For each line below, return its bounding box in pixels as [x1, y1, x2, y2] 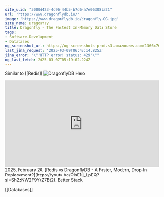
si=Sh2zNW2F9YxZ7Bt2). [5, 177, 57, 183]
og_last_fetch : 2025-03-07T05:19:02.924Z [5, 57, 91, 62]
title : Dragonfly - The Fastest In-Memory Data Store [5, 25, 117, 30]
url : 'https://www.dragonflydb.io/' [5, 12, 80, 17]
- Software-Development [5, 35, 54, 40]
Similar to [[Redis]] [5, 70, 43, 76]
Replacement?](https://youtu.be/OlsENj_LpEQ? [5, 172, 99, 177]
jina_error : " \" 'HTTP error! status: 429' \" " [5, 52, 99, 58]
